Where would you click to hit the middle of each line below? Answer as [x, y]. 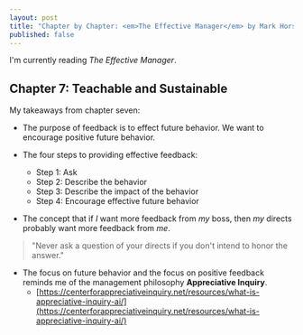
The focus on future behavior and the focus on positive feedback [143, 273]
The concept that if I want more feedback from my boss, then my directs [157, 219]
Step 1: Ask [57, 172]
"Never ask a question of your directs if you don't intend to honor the [160, 246]
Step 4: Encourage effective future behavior [118, 201]
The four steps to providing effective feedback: [110, 155]
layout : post [34, 18]
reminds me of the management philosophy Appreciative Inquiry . [145, 283]
